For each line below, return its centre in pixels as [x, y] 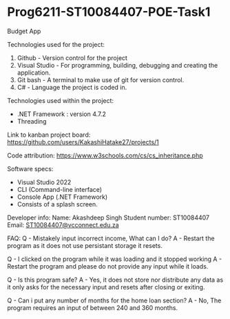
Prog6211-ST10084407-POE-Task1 [109, 12]
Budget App [24, 31]
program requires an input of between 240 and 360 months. [92, 307]
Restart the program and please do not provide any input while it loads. [108, 266]
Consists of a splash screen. [57, 204]
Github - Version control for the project [72, 58]
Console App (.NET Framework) [62, 197]
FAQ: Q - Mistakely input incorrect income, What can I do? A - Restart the [111, 238]
